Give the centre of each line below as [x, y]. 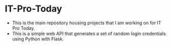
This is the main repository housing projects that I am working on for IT [87, 23]
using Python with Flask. [38, 39]
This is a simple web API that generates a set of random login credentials [89, 33]
